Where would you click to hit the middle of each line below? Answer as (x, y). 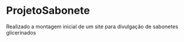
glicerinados (21, 32)
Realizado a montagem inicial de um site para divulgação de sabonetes (92, 26)
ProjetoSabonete (48, 11)
